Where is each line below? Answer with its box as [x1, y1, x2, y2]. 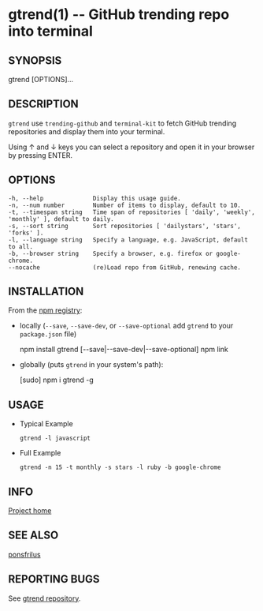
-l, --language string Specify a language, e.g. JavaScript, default [8, 235, 248, 244]
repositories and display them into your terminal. [8, 126, 165, 136]
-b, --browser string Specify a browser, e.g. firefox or [8, 249, 213, 257]
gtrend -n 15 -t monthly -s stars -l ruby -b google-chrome [19, 463, 221, 471]
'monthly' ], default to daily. [8, 215, 114, 223]
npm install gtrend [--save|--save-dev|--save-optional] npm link [19, 345, 228, 354]
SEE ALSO [8, 529, 59, 542]
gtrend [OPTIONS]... [8, 75, 74, 84]
